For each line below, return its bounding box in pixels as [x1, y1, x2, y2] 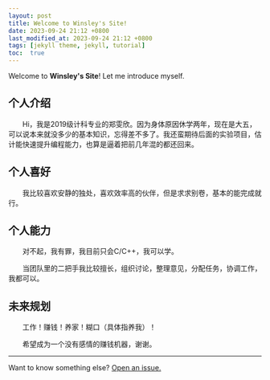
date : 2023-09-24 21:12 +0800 [8, 27, 110, 35]
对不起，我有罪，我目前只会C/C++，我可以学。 [22, 247, 179, 256]
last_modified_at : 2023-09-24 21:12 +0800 [8, 34, 153, 43]
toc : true [8, 49, 45, 57]
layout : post [8, 11, 52, 20]
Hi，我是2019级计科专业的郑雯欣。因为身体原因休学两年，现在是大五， [22, 119, 257, 129]
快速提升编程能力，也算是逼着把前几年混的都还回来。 [22, 139, 198, 149]
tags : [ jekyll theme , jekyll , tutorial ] [8, 42, 146, 50]
